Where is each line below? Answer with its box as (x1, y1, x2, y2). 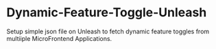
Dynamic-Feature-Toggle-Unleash (6, 5, 207, 20)
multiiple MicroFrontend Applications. (6, 34, 112, 42)
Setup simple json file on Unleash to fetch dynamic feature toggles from (6, 27, 210, 35)
